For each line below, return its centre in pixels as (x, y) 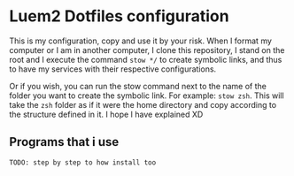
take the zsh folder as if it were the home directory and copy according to (143, 104)
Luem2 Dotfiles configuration (119, 16)
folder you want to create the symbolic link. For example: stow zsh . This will (147, 96)
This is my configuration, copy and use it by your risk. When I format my (141, 41)
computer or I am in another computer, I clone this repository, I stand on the (147, 50)
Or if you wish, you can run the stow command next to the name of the (138, 86)
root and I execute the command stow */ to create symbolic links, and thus (146, 59)
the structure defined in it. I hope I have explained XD (106, 114)
